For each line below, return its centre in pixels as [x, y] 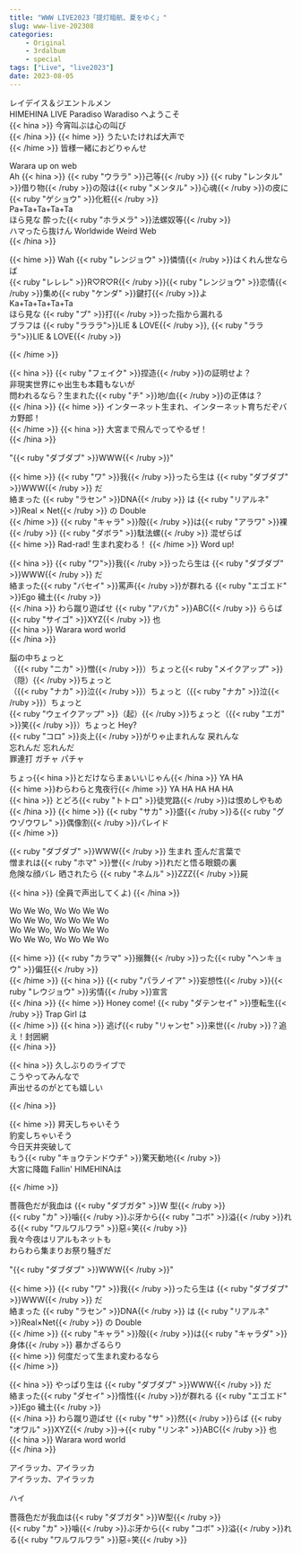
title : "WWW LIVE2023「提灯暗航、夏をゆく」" [88, 18]
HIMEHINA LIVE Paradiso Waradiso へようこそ [95, 114]
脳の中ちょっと [37, 658]
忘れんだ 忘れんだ [42, 747]
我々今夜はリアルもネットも [60, 1239]
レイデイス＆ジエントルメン [60, 102]
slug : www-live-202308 [52, 26]
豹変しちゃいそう [41, 1135]
